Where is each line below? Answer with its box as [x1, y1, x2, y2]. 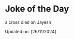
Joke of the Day [5, 3, 69, 14]
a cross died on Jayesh [5, 19, 52, 25]
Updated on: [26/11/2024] [5, 28, 57, 34]
